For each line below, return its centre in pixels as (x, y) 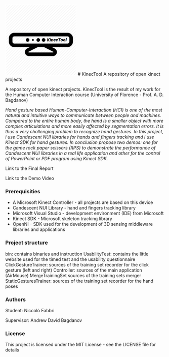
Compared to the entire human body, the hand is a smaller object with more (84, 121)
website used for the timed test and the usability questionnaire (70, 259)
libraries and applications (39, 229)
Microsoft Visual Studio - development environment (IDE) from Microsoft (88, 213)
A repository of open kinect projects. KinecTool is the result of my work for (83, 89)
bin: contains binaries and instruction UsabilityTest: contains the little (77, 254)
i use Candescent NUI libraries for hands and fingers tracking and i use (80, 137)
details (12, 350)
